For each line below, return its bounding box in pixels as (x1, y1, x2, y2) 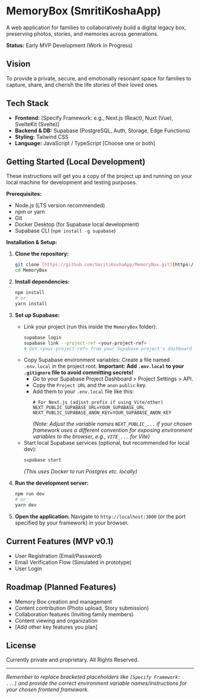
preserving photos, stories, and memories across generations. (6, 30, 159, 37)
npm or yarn (14, 208, 45, 216)
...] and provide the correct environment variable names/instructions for (6, 680, 187, 687)
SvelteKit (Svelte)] (14, 120, 60, 127)
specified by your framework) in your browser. (14, 519, 129, 526)
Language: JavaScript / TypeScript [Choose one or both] (14, 139, 156, 146)
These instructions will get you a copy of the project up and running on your (6, 173, 192, 180)
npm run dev (14, 491, 45, 497)
